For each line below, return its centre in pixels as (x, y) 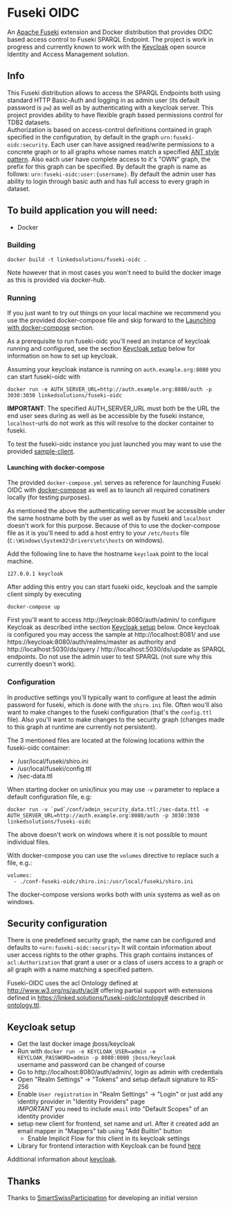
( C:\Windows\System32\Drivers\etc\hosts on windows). (86, 540)
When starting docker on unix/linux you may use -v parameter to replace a (114, 789)
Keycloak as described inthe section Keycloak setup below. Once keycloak (114, 627)
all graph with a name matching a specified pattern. (81, 969)
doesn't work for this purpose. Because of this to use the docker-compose (114, 526)
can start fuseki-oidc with (44, 377)
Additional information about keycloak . (62, 1159)
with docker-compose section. (51, 328)
